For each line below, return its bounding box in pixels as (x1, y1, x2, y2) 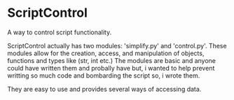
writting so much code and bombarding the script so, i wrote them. (7, 71, 200, 80)
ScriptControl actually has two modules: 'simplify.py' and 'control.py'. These (7, 41, 227, 50)
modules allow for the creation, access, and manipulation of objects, (7, 49, 205, 57)
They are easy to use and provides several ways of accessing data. (7, 85, 202, 93)
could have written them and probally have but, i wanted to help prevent (7, 64, 215, 72)
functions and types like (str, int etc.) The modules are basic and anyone (7, 56, 216, 64)
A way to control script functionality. (7, 28, 112, 36)
